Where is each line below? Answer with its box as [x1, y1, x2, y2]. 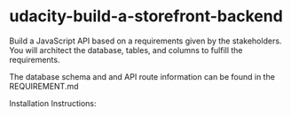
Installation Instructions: [9, 97, 97, 108]
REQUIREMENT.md [9, 81, 79, 91]
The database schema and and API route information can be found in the [9, 71, 275, 81]
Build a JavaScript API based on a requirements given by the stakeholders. [9, 35, 282, 46]
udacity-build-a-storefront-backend [9, 6, 284, 27]
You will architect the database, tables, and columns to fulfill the [9, 44, 243, 55]
